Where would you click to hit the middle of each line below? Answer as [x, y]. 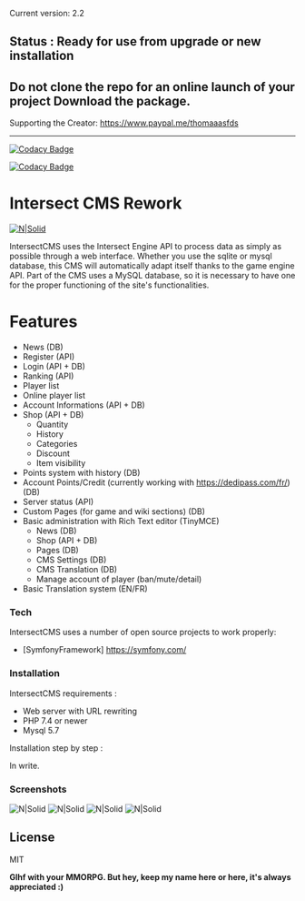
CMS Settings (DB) [71, 560]
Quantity [52, 425]
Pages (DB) [57, 551]
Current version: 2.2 [47, 13]
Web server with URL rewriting [80, 711]
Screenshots [38, 789]
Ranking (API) [48, 376]
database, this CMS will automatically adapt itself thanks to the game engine [152, 266]
